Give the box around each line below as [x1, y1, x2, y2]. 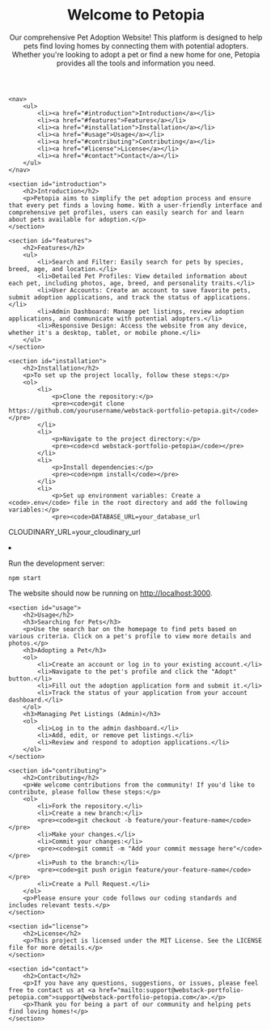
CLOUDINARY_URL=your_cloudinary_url [8, 527, 141, 536]
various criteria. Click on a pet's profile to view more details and [8, 632, 252, 640]
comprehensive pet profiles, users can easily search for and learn [8, 208, 244, 216]
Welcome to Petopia [67, 6, 205, 24]
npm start [8, 574, 42, 582]
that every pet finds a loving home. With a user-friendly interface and [8, 201, 263, 210]
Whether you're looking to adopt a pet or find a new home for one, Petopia [11, 49, 260, 59]
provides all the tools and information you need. [56, 58, 216, 68]
